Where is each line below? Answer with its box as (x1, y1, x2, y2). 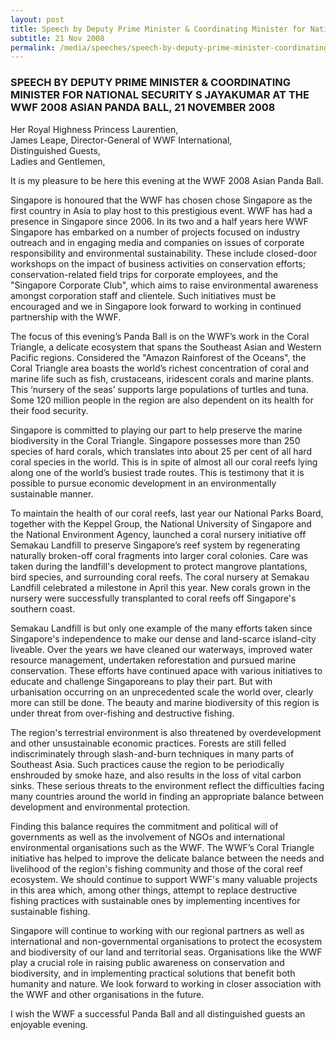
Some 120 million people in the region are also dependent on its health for (10, 394, 314, 406)
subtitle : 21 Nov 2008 (10, 33, 105, 43)
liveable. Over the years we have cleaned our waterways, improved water (10, 643, 313, 655)
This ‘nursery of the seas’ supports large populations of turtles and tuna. (10, 383, 309, 395)
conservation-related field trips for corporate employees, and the (10, 268, 279, 280)
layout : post (10, 14, 65, 25)
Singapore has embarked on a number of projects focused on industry (10, 226, 301, 238)
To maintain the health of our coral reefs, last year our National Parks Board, (10, 507, 324, 519)
